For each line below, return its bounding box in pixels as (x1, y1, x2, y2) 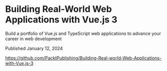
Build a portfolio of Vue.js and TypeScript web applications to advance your (5, 30, 161, 36)
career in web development (5, 36, 62, 42)
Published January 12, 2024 (5, 45, 63, 51)
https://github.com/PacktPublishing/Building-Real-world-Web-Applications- (5, 55, 162, 61)
